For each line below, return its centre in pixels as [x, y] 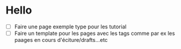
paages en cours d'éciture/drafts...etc [61, 40]
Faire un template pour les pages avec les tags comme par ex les [94, 33]
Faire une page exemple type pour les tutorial [70, 27]
